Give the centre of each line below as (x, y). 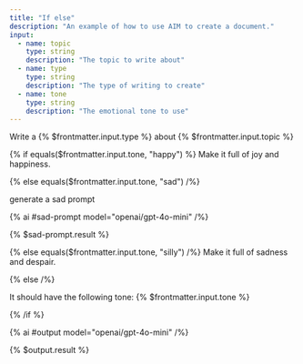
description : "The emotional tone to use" (107, 111)
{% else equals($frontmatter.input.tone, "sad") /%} (105, 182)
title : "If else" (42, 18)
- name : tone (42, 94)
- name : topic (44, 43)
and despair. (33, 262)
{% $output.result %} (50, 350)
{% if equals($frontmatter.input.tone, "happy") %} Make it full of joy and (144, 155)
